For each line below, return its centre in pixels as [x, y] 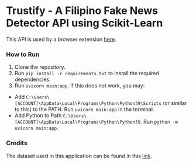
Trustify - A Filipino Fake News [82, 11]
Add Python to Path [38, 115]
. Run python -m [159, 122]
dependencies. [32, 79]
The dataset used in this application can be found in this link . [79, 156]
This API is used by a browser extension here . [61, 39]
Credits [17, 143]
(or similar [175, 103]
